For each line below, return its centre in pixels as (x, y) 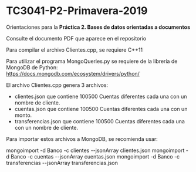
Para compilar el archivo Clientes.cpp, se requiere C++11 (74, 50)
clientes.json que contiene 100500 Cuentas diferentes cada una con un (101, 96)
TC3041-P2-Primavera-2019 (77, 11)
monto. (23, 115)
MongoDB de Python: (32, 67)
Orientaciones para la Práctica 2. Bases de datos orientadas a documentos (98, 27)
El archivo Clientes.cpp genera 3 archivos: (57, 85)
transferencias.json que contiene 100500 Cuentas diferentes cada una (99, 121)
